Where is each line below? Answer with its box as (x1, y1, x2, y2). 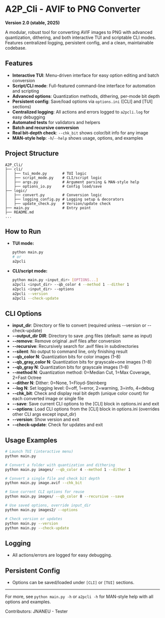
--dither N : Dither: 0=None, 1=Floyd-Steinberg (12, 380, 107, 386)
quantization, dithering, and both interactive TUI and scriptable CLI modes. (5, 34, 156, 40)
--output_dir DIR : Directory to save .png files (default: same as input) (12, 333, 152, 339)
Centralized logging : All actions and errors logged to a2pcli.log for (12, 109, 150, 115)
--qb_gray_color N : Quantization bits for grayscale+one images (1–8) (12, 359, 152, 365)
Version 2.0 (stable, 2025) (5, 20, 60, 26)
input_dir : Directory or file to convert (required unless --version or (12, 322, 146, 328)
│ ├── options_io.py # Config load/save (5, 184, 102, 189)
